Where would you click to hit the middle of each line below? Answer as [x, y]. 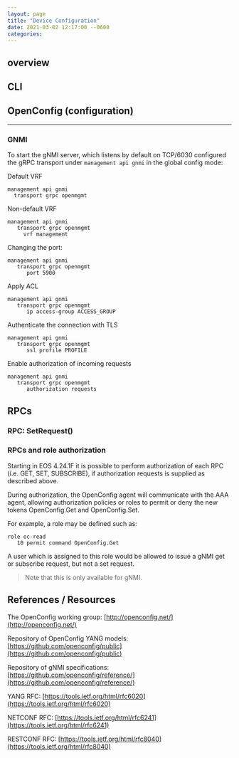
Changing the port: [35, 248]
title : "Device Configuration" [54, 21]
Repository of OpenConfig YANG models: [68, 638]
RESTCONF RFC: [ [34, 739]
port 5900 [41, 273]
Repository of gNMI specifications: [58, 667]
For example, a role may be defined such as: [72, 523]
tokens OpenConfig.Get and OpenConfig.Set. [74, 510]
